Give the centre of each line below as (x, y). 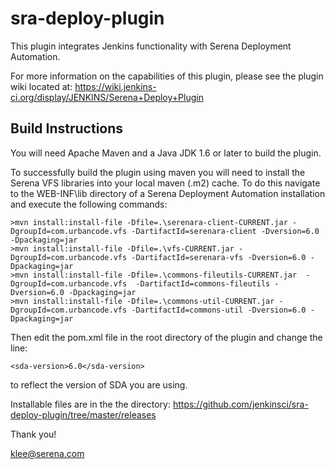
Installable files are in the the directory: (90, 404)
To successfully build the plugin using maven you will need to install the (158, 172)
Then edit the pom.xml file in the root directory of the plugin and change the (166, 337)
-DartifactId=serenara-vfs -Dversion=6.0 (219, 257)
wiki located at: (41, 86)
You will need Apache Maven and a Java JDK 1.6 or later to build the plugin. (166, 153)
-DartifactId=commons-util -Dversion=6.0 (219, 310)
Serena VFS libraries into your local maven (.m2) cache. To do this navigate (165, 183)
